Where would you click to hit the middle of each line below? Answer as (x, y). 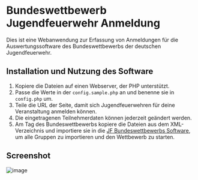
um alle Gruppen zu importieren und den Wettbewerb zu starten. (95, 137)
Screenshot (28, 156)
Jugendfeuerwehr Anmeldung (83, 23)
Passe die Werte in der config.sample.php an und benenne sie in (94, 92)
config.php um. (34, 98)
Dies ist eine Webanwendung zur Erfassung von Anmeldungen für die (92, 40)
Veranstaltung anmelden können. (56, 111)
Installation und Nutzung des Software (80, 72)
